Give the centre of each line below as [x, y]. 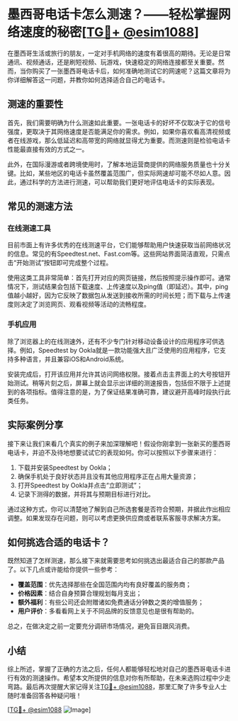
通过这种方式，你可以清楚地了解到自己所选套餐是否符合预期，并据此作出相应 [119, 509]
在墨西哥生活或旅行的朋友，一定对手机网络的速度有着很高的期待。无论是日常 [119, 53]
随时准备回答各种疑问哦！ [45, 696]
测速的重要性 [35, 104]
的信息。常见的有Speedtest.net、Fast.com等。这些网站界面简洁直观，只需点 [119, 254]
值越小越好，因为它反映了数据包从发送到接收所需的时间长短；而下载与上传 [116, 295]
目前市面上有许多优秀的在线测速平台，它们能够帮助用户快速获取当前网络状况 [119, 245]
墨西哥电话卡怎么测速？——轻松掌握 [113, 15]
